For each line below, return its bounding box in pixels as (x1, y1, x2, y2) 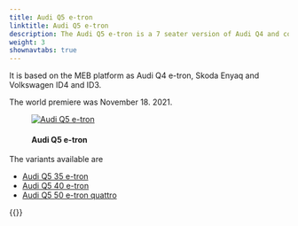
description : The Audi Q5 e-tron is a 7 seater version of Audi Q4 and (9, 29, 279, 38)
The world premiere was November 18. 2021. (9, 97, 173, 107)
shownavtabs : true (9, 46, 77, 55)
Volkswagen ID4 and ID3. (9, 80, 102, 90)
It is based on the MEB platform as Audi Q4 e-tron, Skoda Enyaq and (9, 70, 260, 81)
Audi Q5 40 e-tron (21, 181, 90, 191)
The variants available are (9, 154, 104, 165)
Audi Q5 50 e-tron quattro (21, 190, 117, 200)
